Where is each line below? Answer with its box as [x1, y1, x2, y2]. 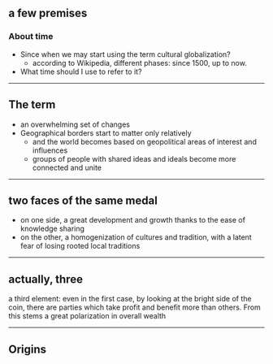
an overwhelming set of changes [19, 119, 130, 129]
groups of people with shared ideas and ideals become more [32, 154, 236, 163]
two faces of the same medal [8, 193, 158, 207]
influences [32, 145, 68, 155]
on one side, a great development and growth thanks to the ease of [19, 215, 246, 225]
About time [8, 31, 54, 42]
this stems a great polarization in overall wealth [8, 311, 167, 321]
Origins [8, 342, 47, 356]
